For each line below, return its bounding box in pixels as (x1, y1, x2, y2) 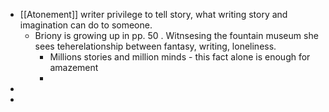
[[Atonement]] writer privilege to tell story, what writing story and (19, 9, 288, 20)
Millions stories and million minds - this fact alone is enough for (49, 51, 311, 63)
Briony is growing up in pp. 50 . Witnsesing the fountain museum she (34, 30, 319, 41)
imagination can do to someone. (19, 19, 153, 31)
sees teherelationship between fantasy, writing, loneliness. (34, 40, 277, 52)
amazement (49, 62, 99, 73)
